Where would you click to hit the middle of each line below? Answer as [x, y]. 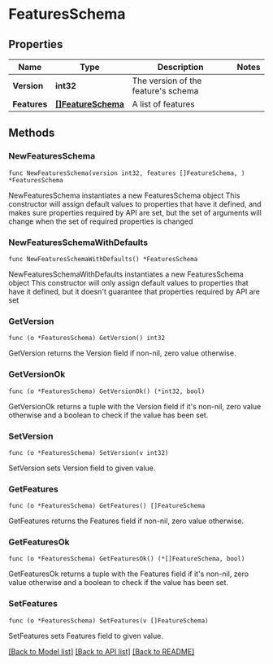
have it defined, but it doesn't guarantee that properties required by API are [134, 291]
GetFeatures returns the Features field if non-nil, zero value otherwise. [126, 521]
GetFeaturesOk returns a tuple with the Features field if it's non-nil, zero [129, 574]
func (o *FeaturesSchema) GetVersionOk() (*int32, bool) [107, 391]
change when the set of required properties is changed [101, 221]
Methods [32, 133]
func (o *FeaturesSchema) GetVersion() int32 [87, 339]
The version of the [167, 81]
